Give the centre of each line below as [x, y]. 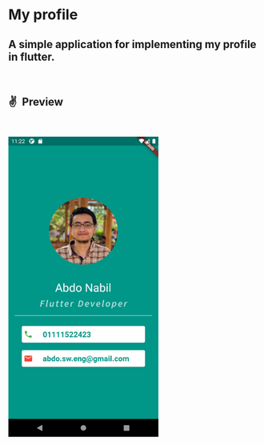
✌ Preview [36, 102]
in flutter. [32, 56]
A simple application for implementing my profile [132, 44]
